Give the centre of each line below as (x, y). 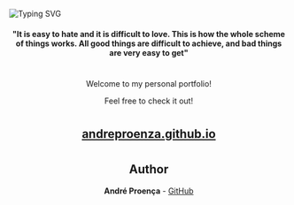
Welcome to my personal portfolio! (149, 83)
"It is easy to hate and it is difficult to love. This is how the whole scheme (149, 34)
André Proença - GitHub (149, 191)
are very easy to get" (149, 52)
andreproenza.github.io (149, 134)
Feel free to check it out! (149, 101)
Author (149, 169)
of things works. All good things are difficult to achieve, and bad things (149, 43)
